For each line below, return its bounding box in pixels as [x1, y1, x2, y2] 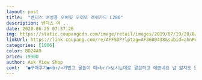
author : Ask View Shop [6, 59, 63, 65]
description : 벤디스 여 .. [6, 20, 69, 26]
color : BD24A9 [6, 48, 42, 54]
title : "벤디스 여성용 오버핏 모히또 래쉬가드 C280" [6, 14, 124, 20]
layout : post [6, 8, 39, 15]
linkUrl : [6, 37, 28, 43]
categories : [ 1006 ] [6, 43, 55, 49]
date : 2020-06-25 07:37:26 [6, 25, 74, 32]
